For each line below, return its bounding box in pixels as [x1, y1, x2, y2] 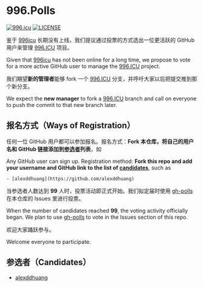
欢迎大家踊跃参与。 [6, 226, 55, 233]
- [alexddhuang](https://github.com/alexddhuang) [6, 176, 135, 182]
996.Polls [6, 4, 56, 18]
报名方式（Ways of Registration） [6, 120, 136, 131]
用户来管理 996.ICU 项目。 [6, 44, 73, 51]
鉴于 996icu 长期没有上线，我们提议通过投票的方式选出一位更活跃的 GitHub [6, 36, 195, 43]
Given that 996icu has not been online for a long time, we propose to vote [6, 56, 191, 63]
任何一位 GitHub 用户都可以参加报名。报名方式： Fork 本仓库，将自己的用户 [6, 137, 194, 145]
